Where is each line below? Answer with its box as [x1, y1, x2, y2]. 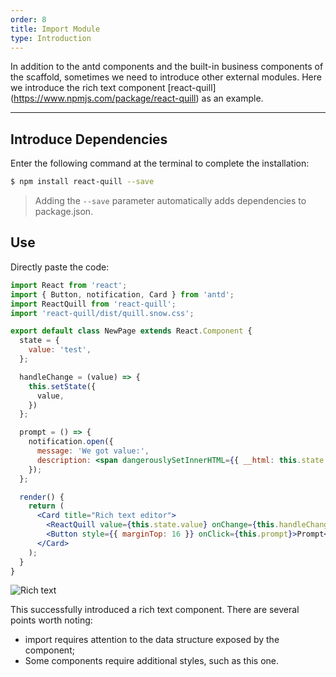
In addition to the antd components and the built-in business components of [10, 61, 324, 73]
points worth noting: [10, 614, 93, 626]
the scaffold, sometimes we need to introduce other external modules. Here [10, 71, 322, 83]
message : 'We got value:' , [36, 446, 150, 456]
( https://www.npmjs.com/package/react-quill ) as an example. [10, 92, 264, 105]
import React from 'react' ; [10, 280, 128, 290]
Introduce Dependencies [10, 131, 168, 148]
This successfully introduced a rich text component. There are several [10, 604, 300, 616]
